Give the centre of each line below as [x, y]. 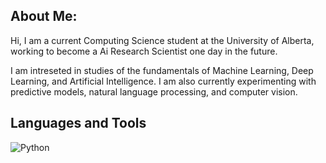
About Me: [44, 16]
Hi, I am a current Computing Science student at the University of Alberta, [162, 40]
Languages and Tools [78, 123]
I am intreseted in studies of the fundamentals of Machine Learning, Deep [162, 70]
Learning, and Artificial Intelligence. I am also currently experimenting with [163, 81]
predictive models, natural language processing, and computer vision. [154, 91]
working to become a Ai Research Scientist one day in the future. [144, 51]
